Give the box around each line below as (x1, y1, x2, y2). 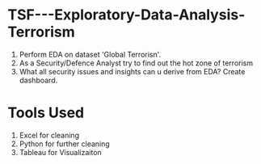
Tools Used (7, 103, 85, 122)
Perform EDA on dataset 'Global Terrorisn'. (19, 49, 162, 59)
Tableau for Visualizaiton (19, 147, 102, 157)
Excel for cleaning (19, 130, 80, 140)
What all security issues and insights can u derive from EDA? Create (19, 66, 246, 76)
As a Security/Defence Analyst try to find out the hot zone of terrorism (19, 58, 254, 68)
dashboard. (19, 75, 58, 85)
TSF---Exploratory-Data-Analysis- (7, 6, 246, 24)
